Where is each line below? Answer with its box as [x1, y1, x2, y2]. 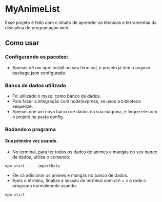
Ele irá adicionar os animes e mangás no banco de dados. [12, 172, 128, 178]
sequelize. [12, 103, 33, 109]
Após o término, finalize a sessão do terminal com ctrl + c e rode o [12, 177, 146, 183]
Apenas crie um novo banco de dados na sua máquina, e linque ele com [12, 108, 158, 114]
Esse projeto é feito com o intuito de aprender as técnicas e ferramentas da [5, 20, 157, 25]
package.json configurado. [12, 70, 67, 76]
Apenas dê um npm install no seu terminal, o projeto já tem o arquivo [12, 64, 150, 70]
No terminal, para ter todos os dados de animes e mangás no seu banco [12, 149, 158, 155]
